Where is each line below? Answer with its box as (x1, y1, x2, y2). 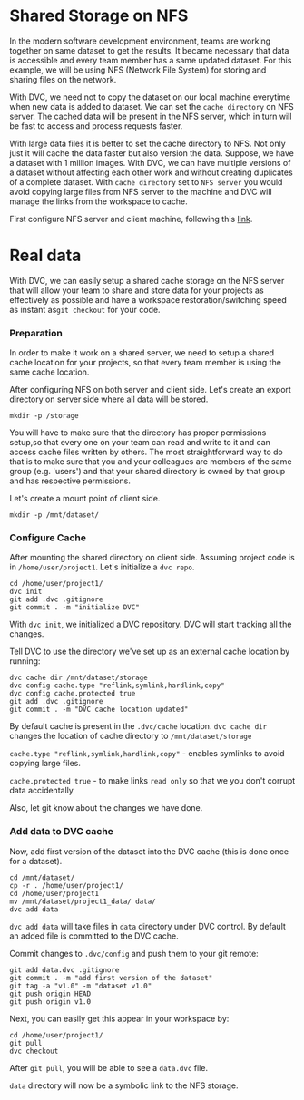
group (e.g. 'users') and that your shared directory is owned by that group (9, 466, 286, 477)
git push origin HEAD (9, 989, 92, 998)
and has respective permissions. (9, 475, 132, 486)
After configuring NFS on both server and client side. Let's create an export (9, 385, 292, 395)
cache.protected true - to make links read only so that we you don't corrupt (9, 775, 296, 786)
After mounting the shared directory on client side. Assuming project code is (9, 552, 295, 563)
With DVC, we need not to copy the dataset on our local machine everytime (9, 92, 291, 102)
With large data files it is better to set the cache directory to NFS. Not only (9, 138, 286, 149)
